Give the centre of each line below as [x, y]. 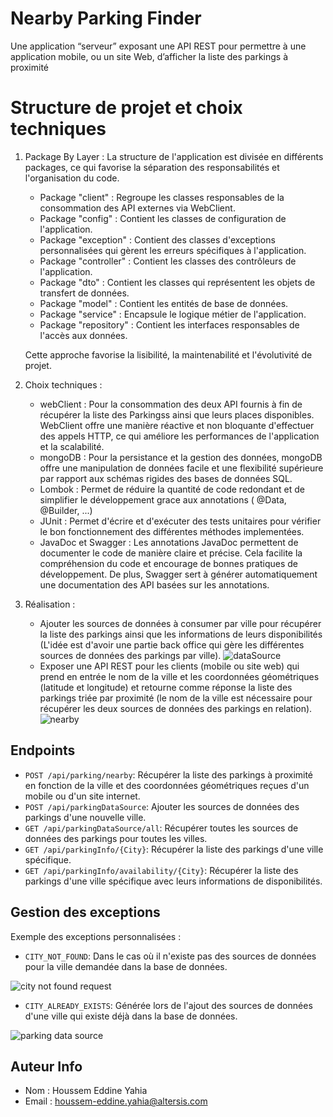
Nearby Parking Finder [106, 18]
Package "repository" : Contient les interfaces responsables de [169, 324]
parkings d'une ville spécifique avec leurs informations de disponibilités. [173, 881]
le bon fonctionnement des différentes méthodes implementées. [172, 531]
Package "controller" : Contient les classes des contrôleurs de [168, 261]
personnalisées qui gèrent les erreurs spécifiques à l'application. [173, 250]
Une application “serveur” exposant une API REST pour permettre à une [158, 46]
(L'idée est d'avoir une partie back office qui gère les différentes [172, 644]
